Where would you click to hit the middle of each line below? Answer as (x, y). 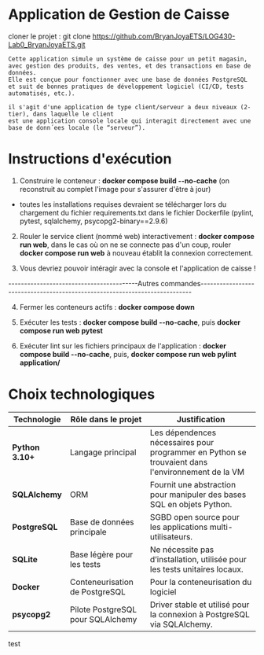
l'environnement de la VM (197, 472)
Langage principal (103, 452)
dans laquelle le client (73, 114)
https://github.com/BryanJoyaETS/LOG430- (164, 36)
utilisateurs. (171, 536)
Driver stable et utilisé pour (200, 605)
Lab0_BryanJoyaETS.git (47, 44)
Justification (201, 419)
